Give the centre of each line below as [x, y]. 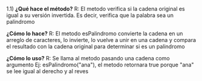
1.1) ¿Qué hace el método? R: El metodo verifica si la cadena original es [96, 9]
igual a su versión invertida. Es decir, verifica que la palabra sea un [90, 15]
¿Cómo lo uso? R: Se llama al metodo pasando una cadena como [88, 58]
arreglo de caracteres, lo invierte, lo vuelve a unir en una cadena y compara [101, 40]
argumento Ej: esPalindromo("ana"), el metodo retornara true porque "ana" [100, 65]
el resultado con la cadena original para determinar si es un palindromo [96, 46]
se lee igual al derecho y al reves [47, 71]
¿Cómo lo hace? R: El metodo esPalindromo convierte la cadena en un [95, 33]
